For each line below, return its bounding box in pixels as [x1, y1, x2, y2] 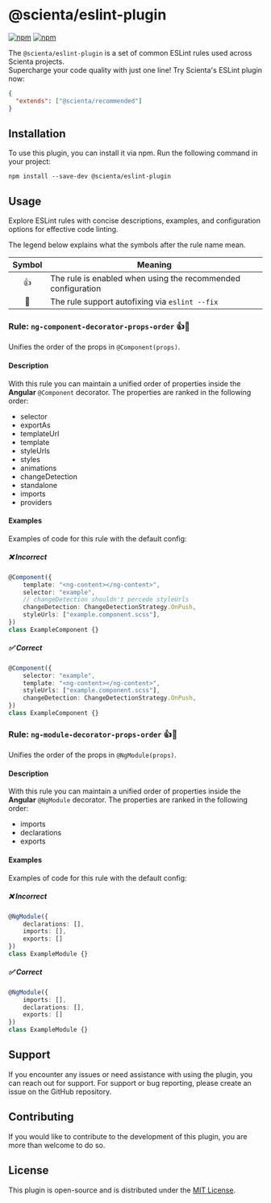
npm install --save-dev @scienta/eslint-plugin [8, 172, 172, 181]
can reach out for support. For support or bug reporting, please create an [8, 1078, 252, 1087]
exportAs [19, 420, 51, 430]
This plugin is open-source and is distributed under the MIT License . [8, 1185, 236, 1195]
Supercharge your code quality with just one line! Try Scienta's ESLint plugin [8, 65, 263, 74]
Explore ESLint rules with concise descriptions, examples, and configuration [8, 216, 261, 225]
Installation [8, 127, 66, 141]
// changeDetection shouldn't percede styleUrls [23, 595, 190, 604]
